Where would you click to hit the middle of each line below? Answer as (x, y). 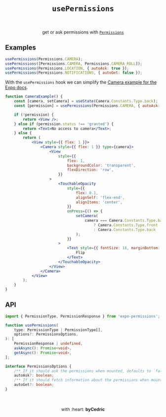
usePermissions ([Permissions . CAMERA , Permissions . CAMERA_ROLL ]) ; (74, 64)
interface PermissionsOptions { (38, 366)
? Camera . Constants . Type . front (126, 225)
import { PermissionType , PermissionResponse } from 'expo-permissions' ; (83, 316)
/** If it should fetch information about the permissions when (82, 380)
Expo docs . (17, 88)
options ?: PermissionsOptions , (46, 334)
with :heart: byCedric (83, 409)
